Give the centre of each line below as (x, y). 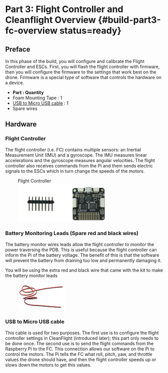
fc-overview (31, 31)
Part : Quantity (28, 92)
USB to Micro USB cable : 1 (40, 103)
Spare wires (25, 108)
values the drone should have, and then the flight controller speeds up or (81, 359)
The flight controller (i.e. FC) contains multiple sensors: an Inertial (73, 150)
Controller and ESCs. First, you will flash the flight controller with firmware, (82, 67)
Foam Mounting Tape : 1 (37, 98)
